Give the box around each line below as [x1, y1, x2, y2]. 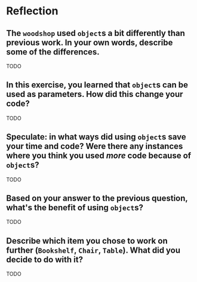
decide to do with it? [6, 254, 84, 265]
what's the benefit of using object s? [6, 202, 144, 213]
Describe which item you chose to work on [6, 235, 168, 246]
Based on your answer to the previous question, [6, 193, 188, 204]
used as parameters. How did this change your [6, 89, 183, 99]
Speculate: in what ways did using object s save [6, 132, 186, 142]
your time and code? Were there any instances [6, 141, 183, 151]
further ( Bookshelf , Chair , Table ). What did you [6, 245, 181, 255]
